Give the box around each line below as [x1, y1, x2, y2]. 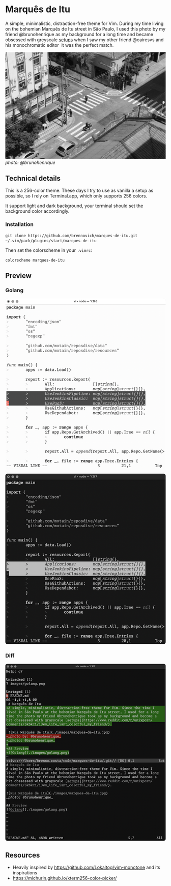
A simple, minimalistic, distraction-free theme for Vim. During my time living [5, 20, 164, 26]
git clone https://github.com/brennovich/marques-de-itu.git [5, 233, 138, 238]
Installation [5, 221, 34, 228]
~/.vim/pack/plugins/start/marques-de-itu [5, 238, 97, 243]
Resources [5, 851, 40, 860]
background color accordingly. [5, 208, 70, 214]
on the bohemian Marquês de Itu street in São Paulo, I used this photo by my [5, 25, 166, 32]
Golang [5, 287, 24, 294]
